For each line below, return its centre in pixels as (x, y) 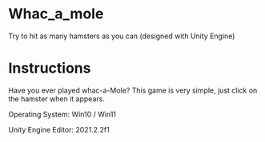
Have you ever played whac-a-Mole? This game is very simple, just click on (133, 90)
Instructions (50, 68)
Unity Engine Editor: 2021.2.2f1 (59, 129)
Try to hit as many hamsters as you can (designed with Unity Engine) (122, 36)
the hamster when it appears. (57, 99)
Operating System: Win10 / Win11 (62, 114)
